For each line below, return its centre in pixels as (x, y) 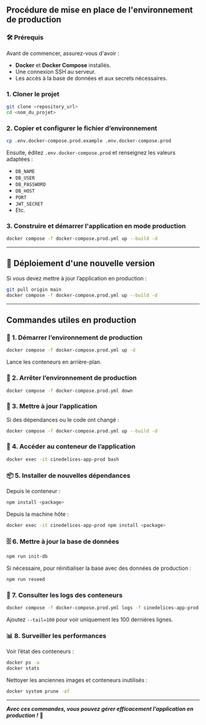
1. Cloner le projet (33, 94)
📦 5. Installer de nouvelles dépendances (68, 475)
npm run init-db (27, 557)
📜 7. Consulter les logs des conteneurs (64, 595)
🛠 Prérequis (25, 37)
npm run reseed (26, 579)
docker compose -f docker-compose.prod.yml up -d (71, 350)
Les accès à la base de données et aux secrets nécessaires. (91, 78)
